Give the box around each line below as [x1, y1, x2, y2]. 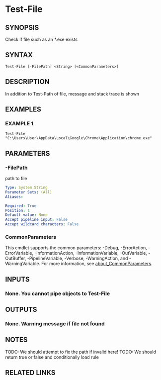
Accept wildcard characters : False [5, 222, 79, 227]
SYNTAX [5, 51, 33, 59]
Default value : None [5, 212, 48, 217]
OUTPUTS [5, 305, 37, 314]
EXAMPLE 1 [5, 120, 34, 127]
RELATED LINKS [5, 369, 56, 377]
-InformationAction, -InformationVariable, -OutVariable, [34, 250, 148, 256]
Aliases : [5, 194, 23, 199]
